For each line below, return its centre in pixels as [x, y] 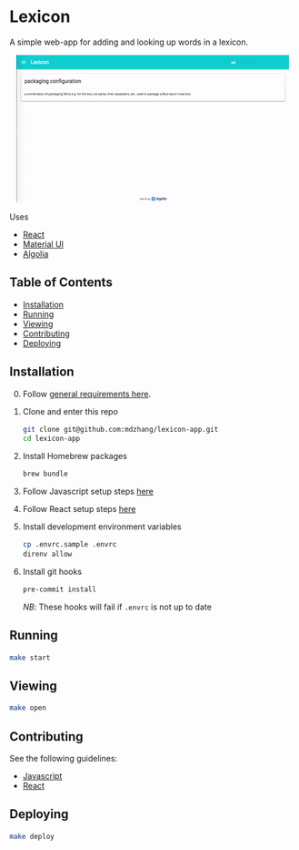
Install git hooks [52, 571]
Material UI [43, 244]
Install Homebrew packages [75, 456]
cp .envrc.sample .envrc [70, 545]
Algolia [35, 253]
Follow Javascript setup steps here [88, 492]
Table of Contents [61, 283]
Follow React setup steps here [79, 509]
